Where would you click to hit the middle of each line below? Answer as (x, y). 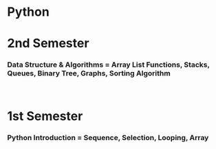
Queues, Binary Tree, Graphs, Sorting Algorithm (89, 73)
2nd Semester (48, 44)
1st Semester (45, 116)
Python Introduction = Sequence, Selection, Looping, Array (108, 137)
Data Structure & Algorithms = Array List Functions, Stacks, (108, 65)
